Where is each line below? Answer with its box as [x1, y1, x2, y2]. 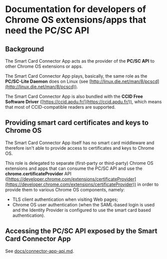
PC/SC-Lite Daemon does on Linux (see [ [5, 79, 91, 84]
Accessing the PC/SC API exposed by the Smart [5, 227, 157, 235]
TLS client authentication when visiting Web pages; [12, 196, 118, 202]
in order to [137, 181, 159, 187]
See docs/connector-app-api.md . [5, 248, 74, 254]
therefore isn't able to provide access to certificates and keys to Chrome [5, 145, 154, 151]
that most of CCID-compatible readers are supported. [5, 104, 116, 110]
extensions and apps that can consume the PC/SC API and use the [5, 165, 142, 171]
